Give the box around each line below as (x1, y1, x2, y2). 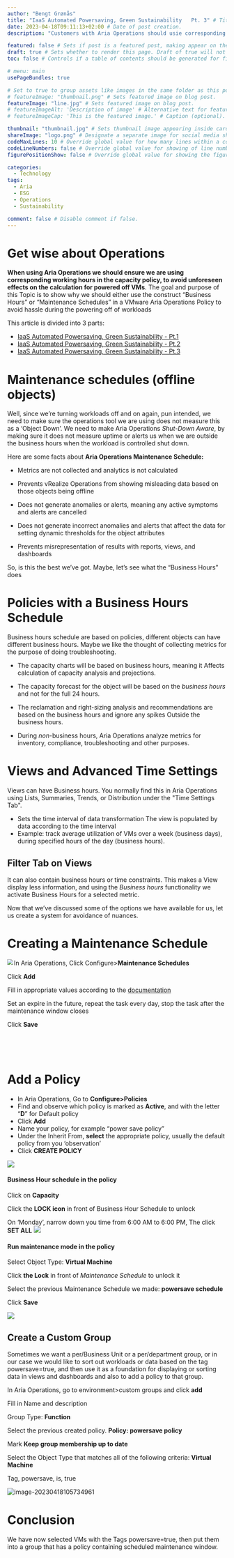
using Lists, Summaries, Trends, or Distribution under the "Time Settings (7, 794, 214, 802)
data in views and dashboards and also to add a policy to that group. (7, 1373, 204, 1381)
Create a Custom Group (7, 1331, 111, 1343)
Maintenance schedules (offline (7, 372, 195, 388)
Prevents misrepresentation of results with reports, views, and (17, 542, 196, 551)
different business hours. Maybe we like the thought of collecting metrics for (7, 641, 227, 649)
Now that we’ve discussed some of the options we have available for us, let (7, 903, 224, 912)
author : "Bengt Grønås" (7, 10, 77, 17)
